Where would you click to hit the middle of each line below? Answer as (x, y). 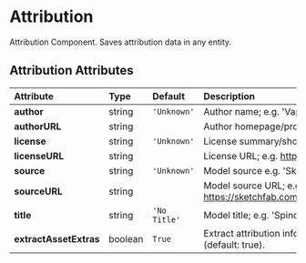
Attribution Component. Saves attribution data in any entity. (121, 42)
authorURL (38, 126)
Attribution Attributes (71, 71)
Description (229, 96)
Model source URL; (244, 186)
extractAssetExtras (57, 238)
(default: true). (235, 245)
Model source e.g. (242, 170)
